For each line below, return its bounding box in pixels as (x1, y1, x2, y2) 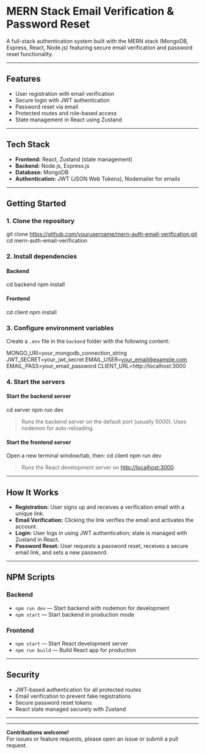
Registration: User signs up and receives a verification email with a (15, 503, 185, 511)
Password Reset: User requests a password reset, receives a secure (15, 542, 189, 550)
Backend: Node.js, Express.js (15, 162, 90, 169)
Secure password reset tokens (15, 698, 93, 706)
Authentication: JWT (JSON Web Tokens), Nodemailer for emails (15, 175, 181, 182)
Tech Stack (6, 139, 50, 150)
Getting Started (6, 198, 67, 209)
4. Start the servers (6, 377, 65, 386)
